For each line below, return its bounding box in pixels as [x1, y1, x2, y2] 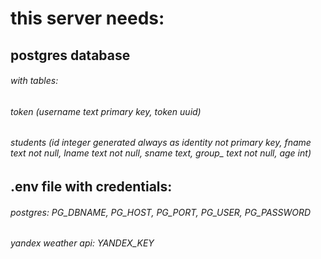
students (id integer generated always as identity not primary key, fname [10, 137, 312, 149]
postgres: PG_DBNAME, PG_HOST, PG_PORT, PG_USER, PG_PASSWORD [10, 206, 312, 218]
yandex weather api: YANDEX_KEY [10, 237, 155, 249]
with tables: [10, 75, 59, 87]
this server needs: [10, 7, 165, 30]
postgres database [10, 47, 131, 64]
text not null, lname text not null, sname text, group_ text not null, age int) [10, 147, 312, 159]
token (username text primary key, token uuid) [10, 105, 202, 117]
